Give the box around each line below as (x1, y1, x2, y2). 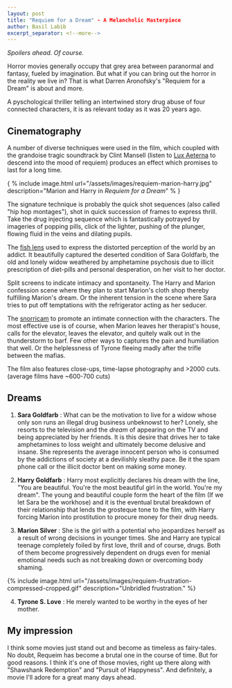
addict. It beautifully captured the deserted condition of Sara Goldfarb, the (7, 251, 220, 259)
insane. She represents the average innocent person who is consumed (17, 448, 220, 456)
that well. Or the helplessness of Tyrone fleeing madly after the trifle (7, 344, 202, 352)
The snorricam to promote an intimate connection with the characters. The (7, 314, 220, 323)
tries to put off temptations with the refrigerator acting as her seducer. (7, 301, 208, 309)
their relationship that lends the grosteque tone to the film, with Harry (17, 505, 215, 514)
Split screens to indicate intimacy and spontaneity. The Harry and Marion (7, 279, 216, 287)
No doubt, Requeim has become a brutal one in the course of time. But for (7, 650, 218, 659)
